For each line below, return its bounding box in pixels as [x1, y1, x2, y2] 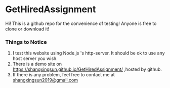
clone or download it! [5, 25, 50, 32]
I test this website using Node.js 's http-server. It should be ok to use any [12, 50, 165, 56]
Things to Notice [5, 38, 47, 45]
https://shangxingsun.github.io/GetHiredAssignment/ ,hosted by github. [12, 66, 162, 72]
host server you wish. [12, 55, 58, 62]
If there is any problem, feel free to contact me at [12, 72, 115, 78]
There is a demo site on [12, 61, 62, 67]
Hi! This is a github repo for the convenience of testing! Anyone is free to [5, 20, 157, 26]
